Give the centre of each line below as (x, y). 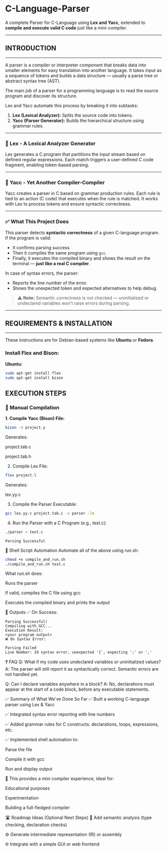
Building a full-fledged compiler (38, 808)
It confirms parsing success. (42, 247)
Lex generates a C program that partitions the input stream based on (75, 154)
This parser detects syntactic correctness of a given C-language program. (83, 232)
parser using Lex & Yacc (30, 705)
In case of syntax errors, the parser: (42, 273)
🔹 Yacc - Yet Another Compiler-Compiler (55, 182)
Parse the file (19, 750)
